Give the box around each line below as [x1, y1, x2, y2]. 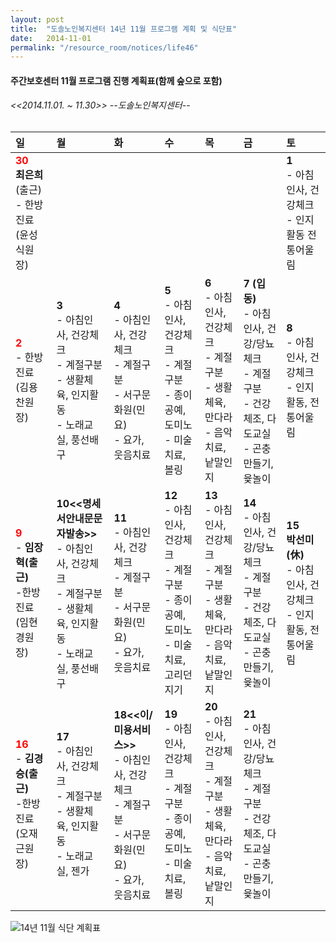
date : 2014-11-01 [10, 33, 92, 43]
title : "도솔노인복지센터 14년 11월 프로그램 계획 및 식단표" [10, 24, 237, 34]
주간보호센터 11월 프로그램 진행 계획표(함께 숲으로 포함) [10, 74, 223, 86]
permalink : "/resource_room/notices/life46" [10, 42, 199, 53]
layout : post [10, 14, 65, 25]
